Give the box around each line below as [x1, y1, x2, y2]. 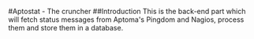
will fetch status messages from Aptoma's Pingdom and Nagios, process [8, 15, 245, 24]
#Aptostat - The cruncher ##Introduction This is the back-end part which [8, 7, 246, 16]
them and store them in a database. [8, 23, 124, 32]
